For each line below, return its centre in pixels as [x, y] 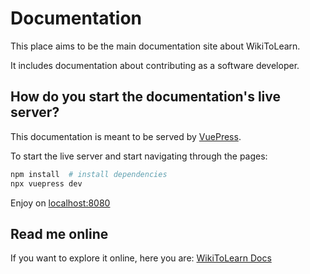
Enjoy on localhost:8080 [60, 203]
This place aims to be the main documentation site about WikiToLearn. [155, 46]
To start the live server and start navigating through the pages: [139, 156]
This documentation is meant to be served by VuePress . [126, 136]
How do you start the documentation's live [146, 97]
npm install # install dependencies [89, 174]
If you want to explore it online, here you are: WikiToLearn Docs [141, 258]
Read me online [59, 233]
